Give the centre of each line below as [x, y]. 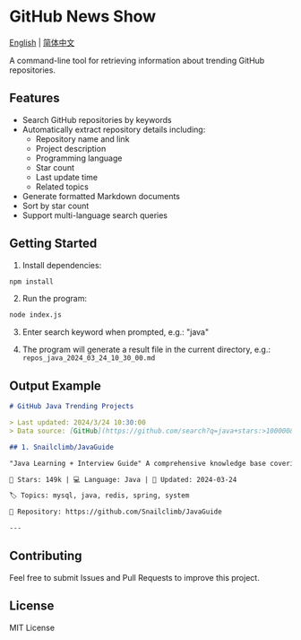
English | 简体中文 [42, 42]
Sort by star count [56, 206]
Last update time [67, 177]
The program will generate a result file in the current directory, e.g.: [146, 350]
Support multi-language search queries [95, 215]
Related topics [62, 187]
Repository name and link [82, 139]
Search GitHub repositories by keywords [97, 119]
